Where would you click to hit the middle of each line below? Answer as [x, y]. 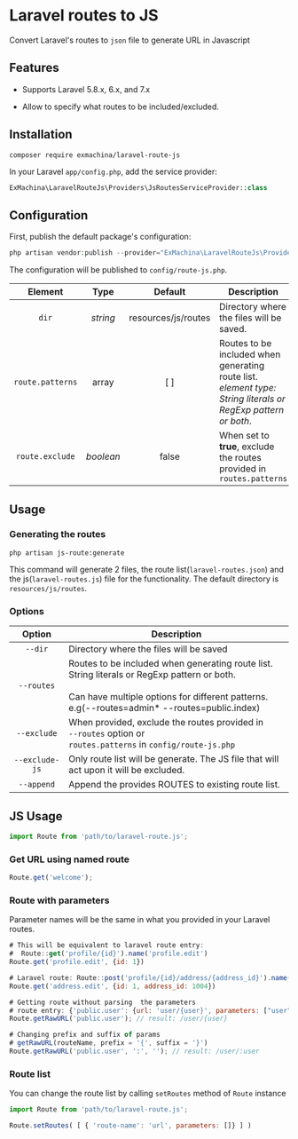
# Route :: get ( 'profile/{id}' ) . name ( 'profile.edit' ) [109, 954]
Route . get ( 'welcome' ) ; [51, 878]
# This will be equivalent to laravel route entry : [106, 945]
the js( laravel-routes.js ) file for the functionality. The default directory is [144, 579]
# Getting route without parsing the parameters [103, 1002]
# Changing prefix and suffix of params [85, 1035]
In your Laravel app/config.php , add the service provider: [113, 171]
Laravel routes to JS [84, 16]
